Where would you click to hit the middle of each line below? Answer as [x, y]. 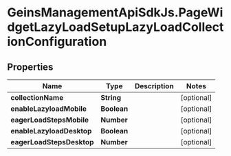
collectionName [37, 97]
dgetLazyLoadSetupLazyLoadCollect [115, 27]
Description [154, 86]
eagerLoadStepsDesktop [52, 142]
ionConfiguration [57, 42]
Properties [30, 67]
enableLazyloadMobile [49, 109]
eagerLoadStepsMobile [50, 120]
